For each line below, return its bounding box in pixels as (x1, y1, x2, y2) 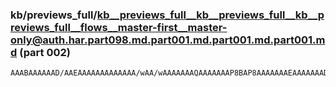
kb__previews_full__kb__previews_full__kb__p (96, 8, 325, 22)
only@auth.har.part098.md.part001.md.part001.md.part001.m (10, 33, 326, 47)
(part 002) (19, 45, 72, 59)
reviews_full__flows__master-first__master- (10, 20, 228, 34)
